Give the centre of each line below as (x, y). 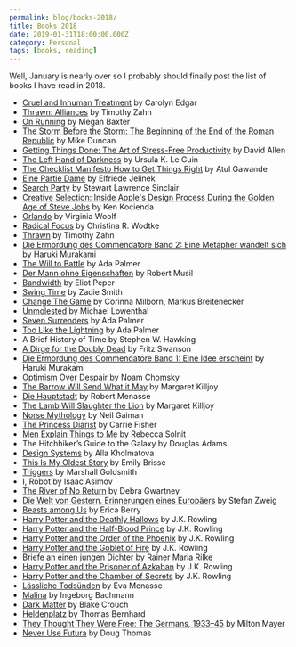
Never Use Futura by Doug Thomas (87, 633)
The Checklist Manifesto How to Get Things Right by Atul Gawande (145, 169)
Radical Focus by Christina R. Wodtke (91, 226)
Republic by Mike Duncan (69, 141)
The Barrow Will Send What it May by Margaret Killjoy (120, 387)
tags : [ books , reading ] (53, 51)
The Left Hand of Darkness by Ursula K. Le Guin (110, 160)
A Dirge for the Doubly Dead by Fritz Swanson (106, 349)
